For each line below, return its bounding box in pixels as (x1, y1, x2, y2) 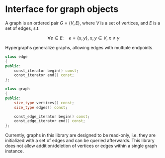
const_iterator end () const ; (14, 73, 75, 78)
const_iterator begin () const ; (14, 68, 79, 73)
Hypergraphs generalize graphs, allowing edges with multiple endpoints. (5, 44, 154, 50)
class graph (5, 86, 30, 92)
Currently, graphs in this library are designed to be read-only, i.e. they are (5, 132, 156, 138)
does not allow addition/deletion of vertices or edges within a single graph (5, 143, 158, 149)
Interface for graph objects (5, 3, 119, 15)
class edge (5, 54, 28, 59)
